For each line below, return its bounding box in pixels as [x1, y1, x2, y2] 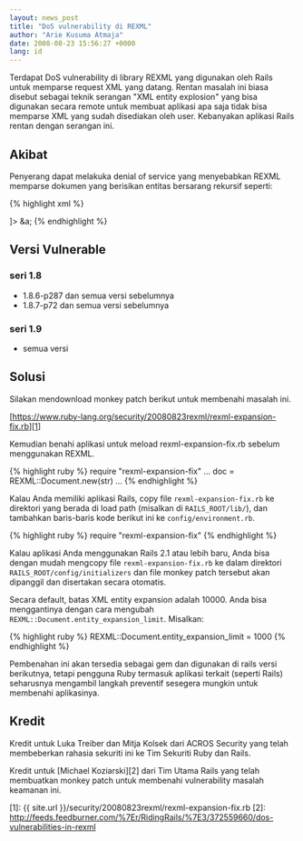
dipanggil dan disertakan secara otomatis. [9, 576, 166, 587]
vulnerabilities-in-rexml [9, 821, 97, 832]
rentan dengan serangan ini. [9, 120, 115, 132]
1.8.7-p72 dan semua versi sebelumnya [22, 299, 170, 310]
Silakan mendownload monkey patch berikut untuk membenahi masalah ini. [9, 393, 292, 405]
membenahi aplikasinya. [9, 687, 100, 698]
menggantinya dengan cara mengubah [9, 604, 154, 615]
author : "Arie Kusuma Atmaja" [9, 30, 124, 39]
